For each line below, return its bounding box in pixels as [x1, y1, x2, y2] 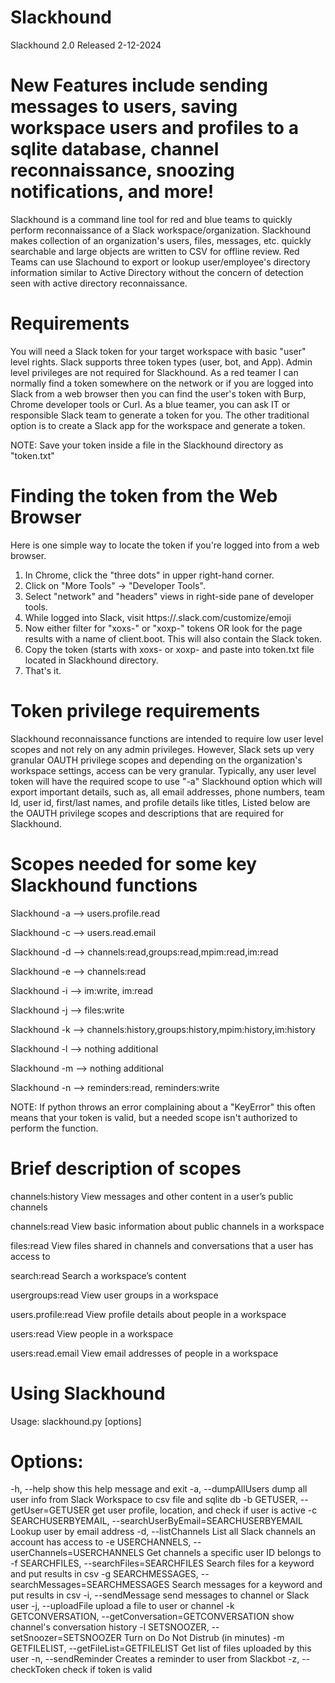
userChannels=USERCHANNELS [10, 1547, 145, 1559]
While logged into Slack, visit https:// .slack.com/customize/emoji [24, 611, 292, 623]
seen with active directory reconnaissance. [10, 277, 188, 289]
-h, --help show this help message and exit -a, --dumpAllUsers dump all [10, 1483, 308, 1495]
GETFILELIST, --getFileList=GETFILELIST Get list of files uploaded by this [10, 1642, 312, 1655]
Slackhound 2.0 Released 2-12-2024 [10, 39, 162, 51]
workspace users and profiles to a [10, 117, 299, 140]
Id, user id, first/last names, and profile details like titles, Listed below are [10, 796, 311, 808]
